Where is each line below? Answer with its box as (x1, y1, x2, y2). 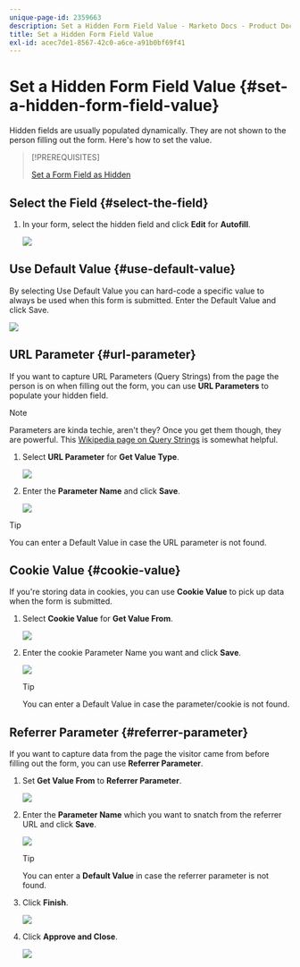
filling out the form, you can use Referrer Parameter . (9, 758, 204, 769)
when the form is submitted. (9, 596, 113, 606)
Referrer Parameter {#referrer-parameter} (9, 725, 248, 740)
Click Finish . (21, 897, 69, 908)
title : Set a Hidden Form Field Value (9, 30, 154, 38)
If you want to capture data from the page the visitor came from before (9, 749, 270, 759)
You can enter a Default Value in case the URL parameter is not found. (9, 537, 267, 547)
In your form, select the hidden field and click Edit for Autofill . (21, 219, 252, 229)
